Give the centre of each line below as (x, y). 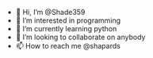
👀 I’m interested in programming (68, 20)
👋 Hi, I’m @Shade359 (50, 12)
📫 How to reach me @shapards (68, 46)
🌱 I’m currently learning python (66, 29)
